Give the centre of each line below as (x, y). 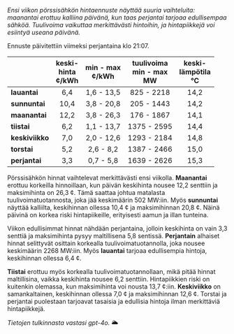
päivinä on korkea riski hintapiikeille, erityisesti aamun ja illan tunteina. (108, 215)
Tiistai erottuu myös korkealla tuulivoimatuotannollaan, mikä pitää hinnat (111, 271)
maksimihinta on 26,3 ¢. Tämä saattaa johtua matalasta (86, 193)
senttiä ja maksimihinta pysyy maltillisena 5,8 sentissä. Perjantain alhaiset (114, 236)
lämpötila (195, 72)
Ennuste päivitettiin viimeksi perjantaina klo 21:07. (78, 46)
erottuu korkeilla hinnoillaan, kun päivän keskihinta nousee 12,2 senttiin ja (112, 185)
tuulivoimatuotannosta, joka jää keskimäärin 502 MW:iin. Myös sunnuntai (113, 200)
